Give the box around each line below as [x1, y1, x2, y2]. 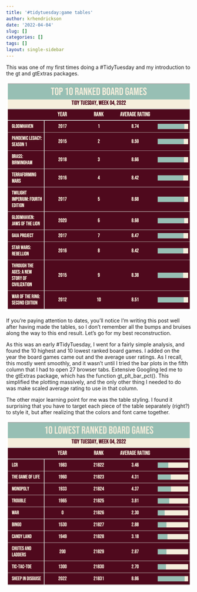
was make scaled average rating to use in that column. [6, 385, 138, 392]
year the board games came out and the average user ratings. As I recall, [6, 353, 183, 361]
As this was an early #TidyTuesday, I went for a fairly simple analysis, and [6, 341, 185, 348]
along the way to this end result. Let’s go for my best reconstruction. [6, 330, 172, 337]
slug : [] [6, 28, 28, 34]
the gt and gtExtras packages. [6, 70, 79, 77]
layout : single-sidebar [6, 47, 65, 53]
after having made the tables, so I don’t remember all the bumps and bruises [6, 323, 191, 330]
